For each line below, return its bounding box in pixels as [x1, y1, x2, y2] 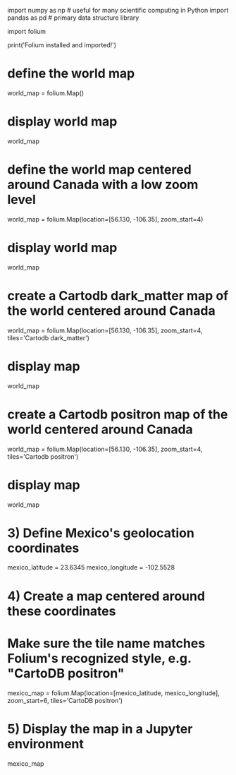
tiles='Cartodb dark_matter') [7, 333, 90, 342]
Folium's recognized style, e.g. [7, 650, 192, 666]
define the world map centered [7, 162, 192, 178]
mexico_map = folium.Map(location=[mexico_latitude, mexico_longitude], [7, 688, 220, 697]
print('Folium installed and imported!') [7, 41, 117, 49]
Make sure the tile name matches [7, 635, 206, 651]
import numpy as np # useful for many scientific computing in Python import [7, 6, 229, 14]
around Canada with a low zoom [7, 176, 199, 193]
